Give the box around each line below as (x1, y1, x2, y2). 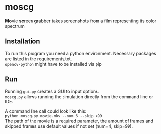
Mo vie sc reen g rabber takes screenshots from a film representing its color (5, 18, 157, 24)
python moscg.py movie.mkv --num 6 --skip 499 (5, 113, 102, 118)
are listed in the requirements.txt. (5, 56, 72, 62)
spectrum (5, 23, 25, 29)
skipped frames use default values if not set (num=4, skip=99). (5, 123, 133, 129)
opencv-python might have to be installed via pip (5, 61, 102, 67)
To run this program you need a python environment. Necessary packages (5, 50, 156, 56)
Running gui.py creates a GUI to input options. (5, 88, 99, 94)
